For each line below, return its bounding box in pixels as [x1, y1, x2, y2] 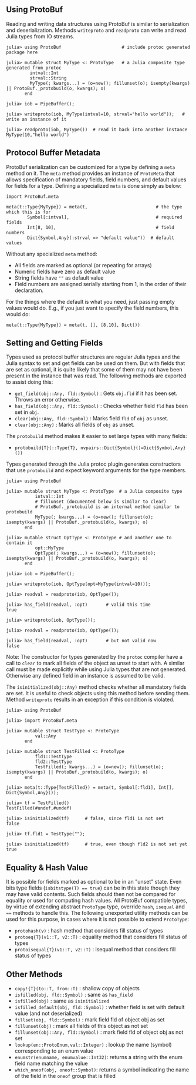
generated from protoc [6, 65, 62, 71]
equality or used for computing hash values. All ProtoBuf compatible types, [6, 897, 188, 904]
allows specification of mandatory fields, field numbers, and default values [6, 176, 187, 183]
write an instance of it [6, 116, 67, 122]
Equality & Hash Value [6, 862, 89, 872]
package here [6, 49, 38, 55]
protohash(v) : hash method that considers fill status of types [14, 927, 163, 934]
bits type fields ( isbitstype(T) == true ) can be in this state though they [6, 884, 180, 891]
